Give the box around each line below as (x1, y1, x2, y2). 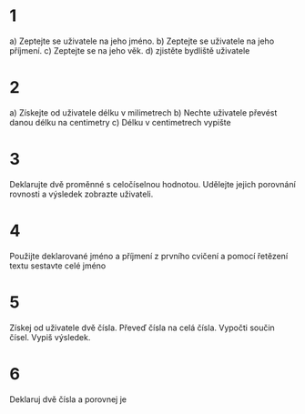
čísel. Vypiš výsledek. (9, 331, 91, 342)
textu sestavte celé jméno (9, 260, 107, 271)
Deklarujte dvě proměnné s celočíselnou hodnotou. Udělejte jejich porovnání (9, 178, 296, 189)
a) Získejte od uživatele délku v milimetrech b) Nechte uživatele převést (9, 106, 278, 118)
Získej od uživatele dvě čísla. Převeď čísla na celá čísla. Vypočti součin (9, 322, 275, 333)
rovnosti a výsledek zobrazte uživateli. (9, 188, 154, 199)
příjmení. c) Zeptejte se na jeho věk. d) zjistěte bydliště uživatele (9, 45, 250, 56)
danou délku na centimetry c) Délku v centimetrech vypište (9, 116, 231, 127)
